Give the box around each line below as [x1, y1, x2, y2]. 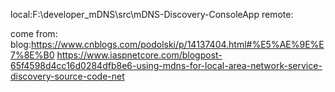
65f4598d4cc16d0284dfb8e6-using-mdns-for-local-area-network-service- [10, 60, 323, 71]
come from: [10, 28, 58, 39]
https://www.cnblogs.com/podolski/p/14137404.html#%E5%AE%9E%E [30, 39, 325, 50]
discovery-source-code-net [10, 70, 125, 82]
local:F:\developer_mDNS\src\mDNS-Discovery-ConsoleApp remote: [10, 9, 294, 20]
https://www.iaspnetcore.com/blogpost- [56, 49, 223, 61]
